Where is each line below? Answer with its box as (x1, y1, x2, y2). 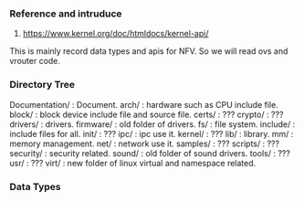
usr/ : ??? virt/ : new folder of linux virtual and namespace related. (9, 157, 257, 168)
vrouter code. (9, 56, 61, 67)
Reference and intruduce (9, 7, 122, 20)
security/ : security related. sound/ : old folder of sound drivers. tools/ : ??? (9, 147, 290, 158)
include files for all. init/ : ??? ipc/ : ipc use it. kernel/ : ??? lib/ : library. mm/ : (9, 128, 294, 139)
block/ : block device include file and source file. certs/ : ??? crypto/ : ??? (9, 109, 284, 120)
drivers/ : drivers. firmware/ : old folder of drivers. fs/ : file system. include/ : (9, 118, 296, 130)
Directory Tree (9, 79, 76, 91)
